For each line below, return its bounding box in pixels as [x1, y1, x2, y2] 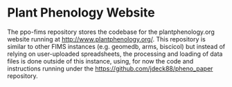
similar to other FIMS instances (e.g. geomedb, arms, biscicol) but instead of [7, 42, 226, 50]
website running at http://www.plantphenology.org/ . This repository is [7, 35, 206, 43]
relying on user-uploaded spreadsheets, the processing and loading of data [7, 50, 223, 58]
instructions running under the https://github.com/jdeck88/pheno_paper [7, 64, 213, 72]
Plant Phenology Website [7, 5, 156, 21]
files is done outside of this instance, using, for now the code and [7, 57, 194, 65]
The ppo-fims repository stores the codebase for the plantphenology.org [7, 28, 215, 36]
